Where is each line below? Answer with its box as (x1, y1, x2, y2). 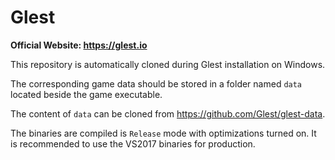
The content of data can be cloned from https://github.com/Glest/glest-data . (10, 107, 326, 120)
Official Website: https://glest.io (10, 39, 148, 51)
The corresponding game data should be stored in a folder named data (10, 77, 303, 90)
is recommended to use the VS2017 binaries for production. (10, 137, 256, 150)
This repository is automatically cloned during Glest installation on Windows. (10, 58, 326, 70)
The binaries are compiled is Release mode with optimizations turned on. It (10, 127, 317, 139)
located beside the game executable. (10, 88, 163, 100)
